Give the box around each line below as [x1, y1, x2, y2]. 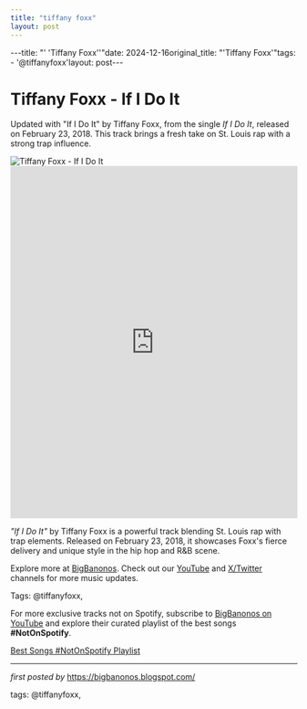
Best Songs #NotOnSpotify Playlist [10, 645, 140, 656]
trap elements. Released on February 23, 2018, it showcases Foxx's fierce [10, 535, 288, 546]
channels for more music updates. [10, 573, 139, 584]
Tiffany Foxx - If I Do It [10, 89, 180, 110]
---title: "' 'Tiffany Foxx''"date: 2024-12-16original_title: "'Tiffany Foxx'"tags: [10, 47, 296, 58]
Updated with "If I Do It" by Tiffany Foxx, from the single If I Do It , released [10, 119, 290, 130]
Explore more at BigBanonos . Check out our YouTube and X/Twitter [10, 563, 263, 574]
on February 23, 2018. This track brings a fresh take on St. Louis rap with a [10, 129, 291, 140]
